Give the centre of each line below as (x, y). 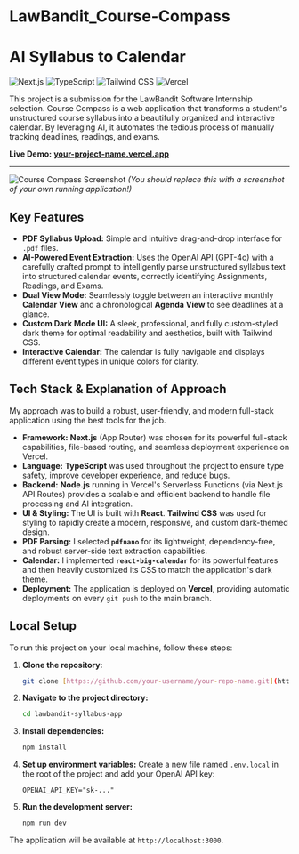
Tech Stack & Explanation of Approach (118, 389)
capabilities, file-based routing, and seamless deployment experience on (156, 447)
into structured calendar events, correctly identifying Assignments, (145, 276)
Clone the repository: (62, 665)
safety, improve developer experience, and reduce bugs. (126, 475)
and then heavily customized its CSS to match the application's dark (147, 569)
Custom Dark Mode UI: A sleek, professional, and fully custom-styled (150, 323)
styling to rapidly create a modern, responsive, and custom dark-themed (155, 522)
